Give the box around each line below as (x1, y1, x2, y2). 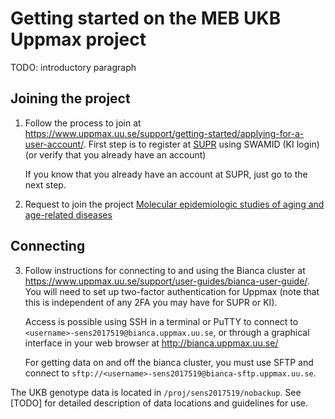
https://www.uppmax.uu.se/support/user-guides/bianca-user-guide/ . (24, 275, 310, 287)
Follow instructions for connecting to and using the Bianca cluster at (24, 264, 306, 276)
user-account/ (24, 138, 84, 150)
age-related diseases (24, 208, 113, 221)
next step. (24, 178, 67, 191)
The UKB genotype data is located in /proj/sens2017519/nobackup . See (10, 386, 302, 398)
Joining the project (10, 90, 131, 107)
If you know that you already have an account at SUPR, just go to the (24, 168, 308, 180)
